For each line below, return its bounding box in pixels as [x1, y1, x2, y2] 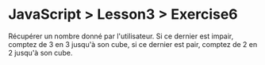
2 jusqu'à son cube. [8, 48, 73, 57]
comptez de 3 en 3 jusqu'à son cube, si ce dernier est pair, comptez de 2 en [8, 39, 258, 49]
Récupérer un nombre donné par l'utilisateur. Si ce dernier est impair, [8, 31, 234, 41]
